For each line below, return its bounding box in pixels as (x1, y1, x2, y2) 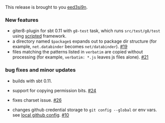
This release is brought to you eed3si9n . (5, 4, 88, 10)
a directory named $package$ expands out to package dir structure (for (12, 38, 157, 44)
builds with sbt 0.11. (12, 78, 52, 84)
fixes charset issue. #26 (12, 97, 62, 103)
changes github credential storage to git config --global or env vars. (12, 107, 158, 113)
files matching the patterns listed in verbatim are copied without (12, 49, 143, 55)
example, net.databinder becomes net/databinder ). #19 (12, 44, 128, 50)
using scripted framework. (12, 33, 67, 39)
